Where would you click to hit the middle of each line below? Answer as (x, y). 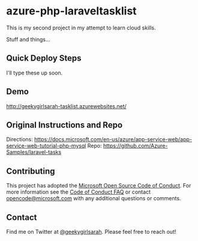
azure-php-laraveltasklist (71, 11)
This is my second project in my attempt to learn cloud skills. (81, 28)
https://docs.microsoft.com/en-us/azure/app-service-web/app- (113, 139)
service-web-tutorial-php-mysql (46, 146)
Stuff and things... (28, 39)
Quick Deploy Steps (44, 58)
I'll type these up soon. (34, 73)
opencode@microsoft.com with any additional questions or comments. (94, 198)
